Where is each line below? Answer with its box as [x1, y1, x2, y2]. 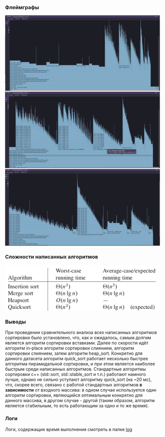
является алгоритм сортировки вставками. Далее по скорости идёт [5, 340, 149, 346]
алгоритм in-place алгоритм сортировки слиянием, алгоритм [5, 345, 134, 351]
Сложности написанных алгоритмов [5, 253, 98, 260]
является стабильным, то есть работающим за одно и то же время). [5, 403, 149, 409]
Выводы [5, 318, 26, 325]
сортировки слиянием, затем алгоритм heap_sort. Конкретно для [5, 350, 143, 356]
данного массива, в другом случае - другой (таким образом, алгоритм [5, 398, 155, 403]
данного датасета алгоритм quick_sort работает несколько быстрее [5, 356, 148, 362]
